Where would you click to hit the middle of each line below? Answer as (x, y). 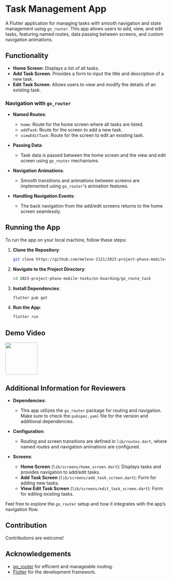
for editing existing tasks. (47, 494)
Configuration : (29, 431)
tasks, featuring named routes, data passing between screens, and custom (84, 34)
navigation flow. (22, 509)
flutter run (25, 317)
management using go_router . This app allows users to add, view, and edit (84, 28)
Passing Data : (28, 145)
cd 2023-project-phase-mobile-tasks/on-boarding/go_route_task (82, 278)
